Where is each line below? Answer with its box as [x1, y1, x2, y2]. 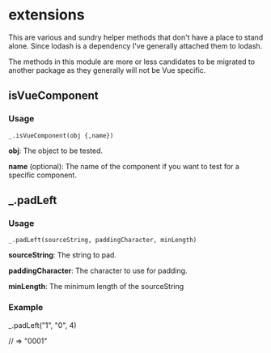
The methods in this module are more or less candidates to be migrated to [8, 57, 256, 66]
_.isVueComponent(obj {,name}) [8, 131, 114, 139]
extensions [8, 6, 85, 24]
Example [8, 302, 44, 313]
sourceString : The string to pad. [8, 250, 117, 260]
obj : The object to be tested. [8, 146, 104, 155]
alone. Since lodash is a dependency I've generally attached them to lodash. [8, 40, 263, 50]
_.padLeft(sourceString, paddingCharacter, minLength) [8, 236, 197, 245]
